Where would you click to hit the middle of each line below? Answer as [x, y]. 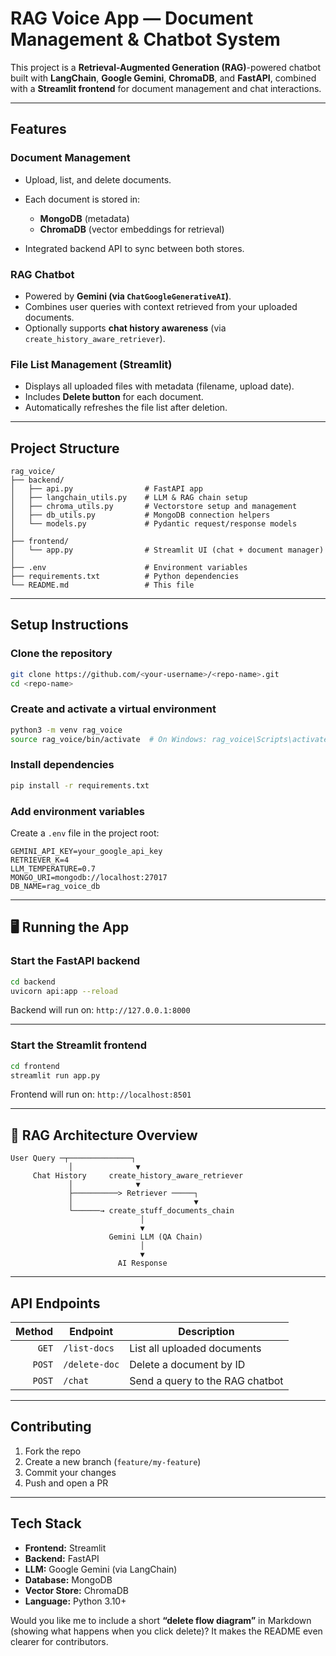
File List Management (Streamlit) [91, 364]
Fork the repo [53, 1451]
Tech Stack [46, 1523]
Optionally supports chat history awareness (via [125, 328]
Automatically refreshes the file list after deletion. [126, 408]
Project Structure [65, 448]
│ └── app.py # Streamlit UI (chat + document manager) [167, 550]
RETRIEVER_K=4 [40, 860]
